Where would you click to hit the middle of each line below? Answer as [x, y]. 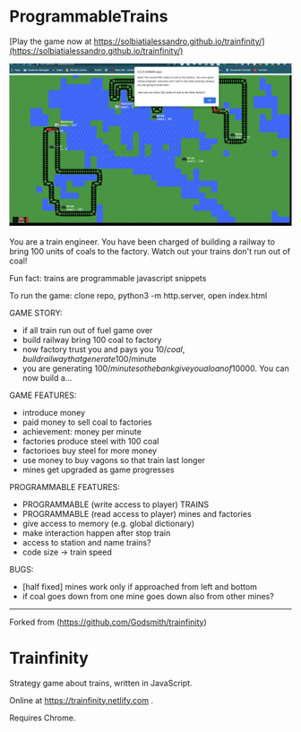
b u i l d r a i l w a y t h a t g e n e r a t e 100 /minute [89, 358]
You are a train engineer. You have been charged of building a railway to [142, 241]
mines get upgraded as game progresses [98, 469]
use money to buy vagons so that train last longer [114, 460]
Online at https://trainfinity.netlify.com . [82, 700]
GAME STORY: [36, 313]
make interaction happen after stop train [96, 533]
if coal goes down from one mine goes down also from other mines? [148, 596]
